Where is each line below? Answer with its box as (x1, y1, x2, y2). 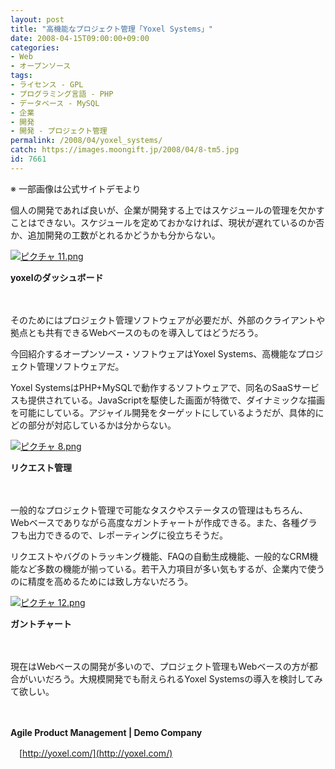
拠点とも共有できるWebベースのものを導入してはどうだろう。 (10, 326, 264, 338)
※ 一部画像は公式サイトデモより (10, 182, 142, 195)
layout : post (10, 14, 65, 25)
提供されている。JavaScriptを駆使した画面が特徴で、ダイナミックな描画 (27, 394, 325, 406)
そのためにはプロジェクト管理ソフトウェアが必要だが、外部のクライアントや (10, 314, 326, 326)
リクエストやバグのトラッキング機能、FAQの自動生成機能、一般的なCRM (10, 550, 310, 562)
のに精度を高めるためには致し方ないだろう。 (10, 575, 194, 587)
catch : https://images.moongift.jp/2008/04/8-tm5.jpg (10, 145, 240, 155)
